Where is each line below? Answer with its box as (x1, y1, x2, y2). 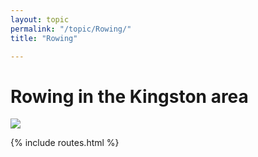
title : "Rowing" (10, 33, 78, 43)
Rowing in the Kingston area (10, 85, 249, 108)
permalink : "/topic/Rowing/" (10, 24, 132, 34)
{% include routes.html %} (10, 137, 120, 149)
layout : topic (10, 14, 70, 25)
